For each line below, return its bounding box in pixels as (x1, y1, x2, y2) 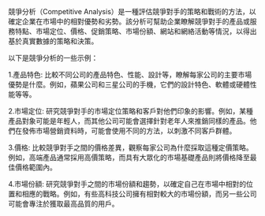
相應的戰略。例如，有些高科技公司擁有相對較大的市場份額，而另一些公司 (21, 189, 257, 199)
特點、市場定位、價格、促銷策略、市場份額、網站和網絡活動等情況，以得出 (14, 27, 257, 35)
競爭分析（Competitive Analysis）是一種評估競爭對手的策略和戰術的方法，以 (8, 7, 256, 16)
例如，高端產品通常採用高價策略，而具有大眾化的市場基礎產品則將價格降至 (8, 153, 250, 162)
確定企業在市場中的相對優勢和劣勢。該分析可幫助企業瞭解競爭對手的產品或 (8, 17, 250, 26)
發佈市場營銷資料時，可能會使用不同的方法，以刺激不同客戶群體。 (21, 126, 237, 136)
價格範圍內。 (14, 162, 57, 172)
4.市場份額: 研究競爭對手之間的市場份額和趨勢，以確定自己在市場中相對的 (8, 180, 247, 188)
